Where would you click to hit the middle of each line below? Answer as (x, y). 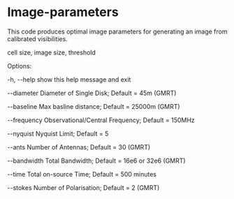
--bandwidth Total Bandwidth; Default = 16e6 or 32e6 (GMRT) (97, 161)
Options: (20, 66)
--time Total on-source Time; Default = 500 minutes (82, 174)
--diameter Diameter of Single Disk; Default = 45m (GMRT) (92, 93)
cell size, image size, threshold (52, 52)
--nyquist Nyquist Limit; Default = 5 (58, 133)
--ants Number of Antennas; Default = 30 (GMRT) (79, 147)
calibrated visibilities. (37, 38)
